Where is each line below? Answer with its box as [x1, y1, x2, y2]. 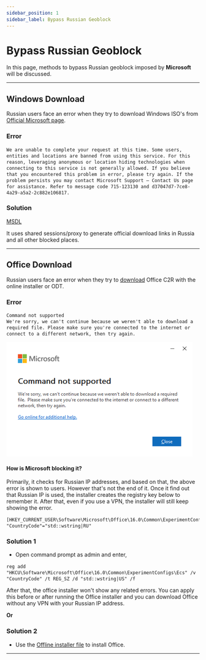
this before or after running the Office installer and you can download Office [6, 593, 198, 601]
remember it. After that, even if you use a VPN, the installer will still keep [6, 497, 189, 505]
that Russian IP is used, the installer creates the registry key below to [6, 491, 181, 499]
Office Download [6, 259, 72, 270]
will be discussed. [6, 71, 52, 78]
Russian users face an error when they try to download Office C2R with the [6, 276, 196, 283]
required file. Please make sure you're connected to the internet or [6, 324, 191, 331]
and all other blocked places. [6, 236, 80, 244]
